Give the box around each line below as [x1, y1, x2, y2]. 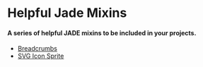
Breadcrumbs [17, 44, 58, 53]
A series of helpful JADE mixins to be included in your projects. [7, 28, 197, 37]
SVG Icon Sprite [17, 51, 64, 61]
